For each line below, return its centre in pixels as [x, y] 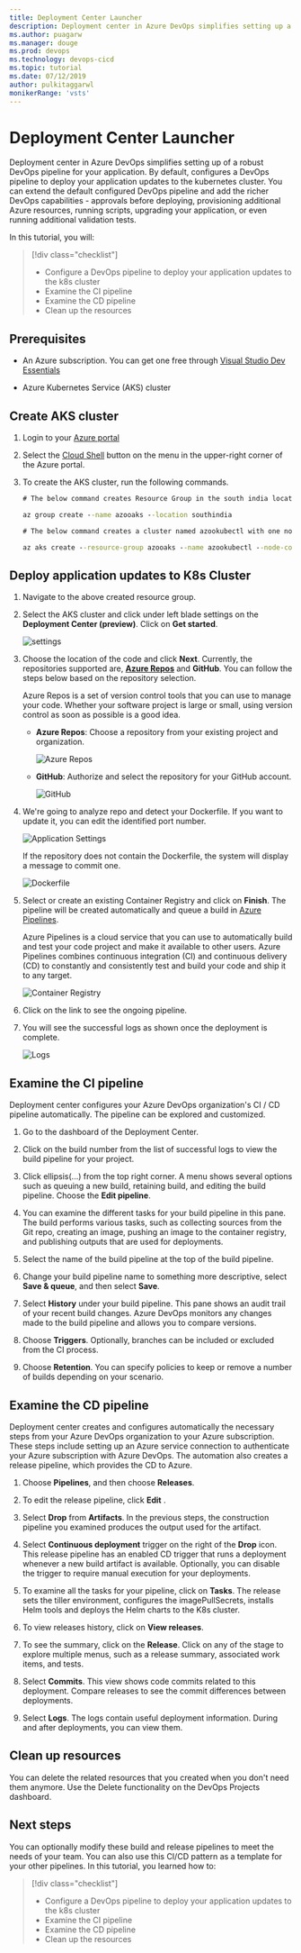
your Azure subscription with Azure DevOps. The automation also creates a [149, 1455]
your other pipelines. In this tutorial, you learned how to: [113, 1866]
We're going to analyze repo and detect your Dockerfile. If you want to [152, 812]
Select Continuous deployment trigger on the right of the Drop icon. [149, 1544]
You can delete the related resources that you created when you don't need [149, 1777]
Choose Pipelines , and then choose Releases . [108, 1482]
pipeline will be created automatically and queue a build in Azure [142, 910]
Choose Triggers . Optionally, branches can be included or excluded [148, 1340]
